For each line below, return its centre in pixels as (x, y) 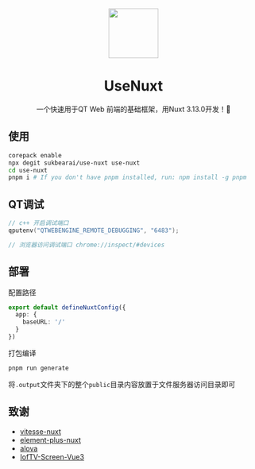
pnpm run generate (39, 368)
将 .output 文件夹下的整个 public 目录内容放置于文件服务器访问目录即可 (122, 384)
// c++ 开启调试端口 (39, 223)
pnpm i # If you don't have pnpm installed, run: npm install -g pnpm (127, 178)
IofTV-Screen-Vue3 (52, 456)
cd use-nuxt (28, 170)
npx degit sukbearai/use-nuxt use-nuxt (74, 163)
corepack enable (35, 155)
